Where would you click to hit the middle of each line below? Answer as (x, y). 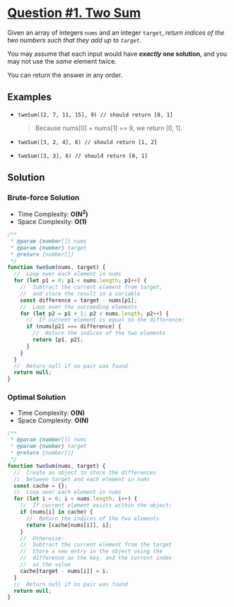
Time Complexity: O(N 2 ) (53, 213)
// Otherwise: (42, 538)
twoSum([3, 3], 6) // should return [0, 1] (83, 156)
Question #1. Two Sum (74, 13)
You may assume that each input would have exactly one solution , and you (117, 54)
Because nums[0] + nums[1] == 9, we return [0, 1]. (109, 128)
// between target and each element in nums (82, 479)
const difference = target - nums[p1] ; (79, 300)
